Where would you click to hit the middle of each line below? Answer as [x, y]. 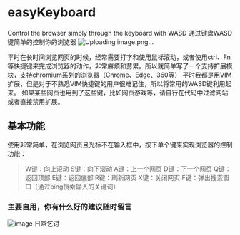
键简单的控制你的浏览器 [42, 42]
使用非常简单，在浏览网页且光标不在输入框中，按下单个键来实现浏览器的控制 [120, 145]
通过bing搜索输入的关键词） [79, 187]
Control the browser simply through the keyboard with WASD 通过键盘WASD [120, 33]
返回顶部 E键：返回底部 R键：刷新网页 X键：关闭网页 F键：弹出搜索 [124, 177]
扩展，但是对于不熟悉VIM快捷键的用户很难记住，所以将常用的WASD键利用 [116, 83]
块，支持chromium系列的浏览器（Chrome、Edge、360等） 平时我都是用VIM [120, 75]
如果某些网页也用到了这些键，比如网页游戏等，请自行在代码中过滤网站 [125, 93]
